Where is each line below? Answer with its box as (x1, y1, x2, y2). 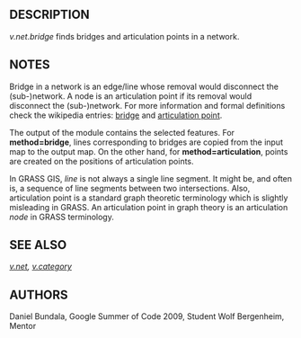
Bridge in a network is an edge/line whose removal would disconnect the (9, 81, 279, 92)
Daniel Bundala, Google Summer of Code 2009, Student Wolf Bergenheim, (9, 311, 285, 322)
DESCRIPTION (9, 7, 90, 22)
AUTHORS (9, 287, 69, 302)
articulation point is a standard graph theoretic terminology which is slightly (9, 192, 288, 203)
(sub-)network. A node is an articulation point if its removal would (9, 90, 252, 102)
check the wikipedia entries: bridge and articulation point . (9, 110, 223, 120)
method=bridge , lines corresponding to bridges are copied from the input (9, 137, 283, 147)
